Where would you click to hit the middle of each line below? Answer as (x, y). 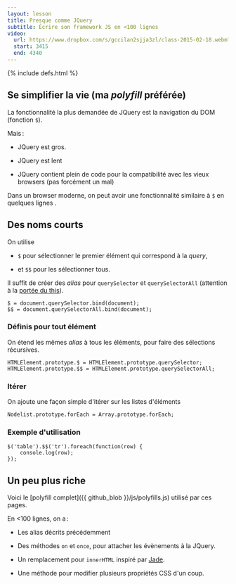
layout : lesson (29, 14)
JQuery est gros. (42, 147)
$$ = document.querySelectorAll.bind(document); (80, 309)
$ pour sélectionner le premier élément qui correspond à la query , (112, 255)
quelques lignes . (32, 203)
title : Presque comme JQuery (50, 20)
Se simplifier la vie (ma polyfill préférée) (97, 95)
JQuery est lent (40, 160)
